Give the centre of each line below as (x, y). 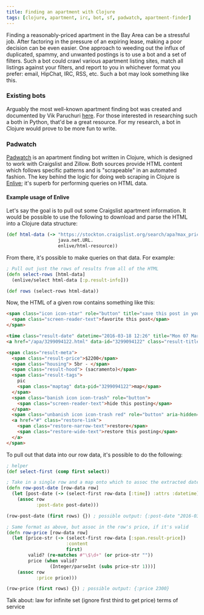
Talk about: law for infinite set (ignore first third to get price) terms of (92, 600)
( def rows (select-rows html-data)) (53, 291)
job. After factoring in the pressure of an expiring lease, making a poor (94, 41)
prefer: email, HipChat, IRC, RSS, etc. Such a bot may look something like (98, 74)
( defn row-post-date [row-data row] (53, 488)
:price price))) (57, 578)
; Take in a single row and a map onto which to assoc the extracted (96, 483)
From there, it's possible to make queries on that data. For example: (90, 257)
